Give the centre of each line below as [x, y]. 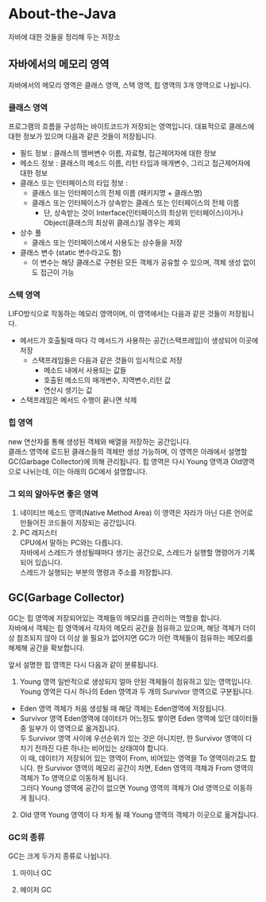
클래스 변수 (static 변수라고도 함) [70, 253]
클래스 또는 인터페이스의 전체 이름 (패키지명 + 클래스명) [117, 193]
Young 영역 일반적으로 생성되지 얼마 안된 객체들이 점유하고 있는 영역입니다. [136, 681]
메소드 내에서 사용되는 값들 [85, 370]
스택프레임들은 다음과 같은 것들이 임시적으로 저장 [107, 360]
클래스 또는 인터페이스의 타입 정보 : [74, 183]
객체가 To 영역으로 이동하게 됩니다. [74, 778]
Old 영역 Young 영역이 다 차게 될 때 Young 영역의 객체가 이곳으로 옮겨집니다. [139, 815]
